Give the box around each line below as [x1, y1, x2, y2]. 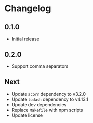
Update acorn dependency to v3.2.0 [11, 91, 86, 97]
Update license [11, 112, 43, 118]
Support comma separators [11, 63, 69, 69]
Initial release [11, 36, 39, 42]
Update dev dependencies [11, 101, 67, 107]
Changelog [4, 3, 51, 14]
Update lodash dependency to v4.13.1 [11, 96, 88, 102]
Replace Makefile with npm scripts [11, 107, 83, 113]
